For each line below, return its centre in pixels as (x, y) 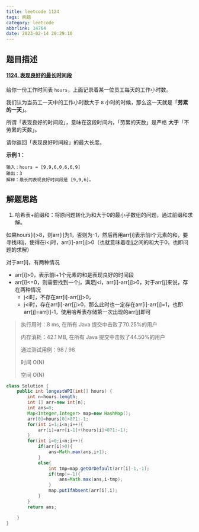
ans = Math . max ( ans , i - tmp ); (91, 480)
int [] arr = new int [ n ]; (57, 403)
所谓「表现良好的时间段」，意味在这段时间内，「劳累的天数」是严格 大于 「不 (98, 122)
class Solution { (28, 386)
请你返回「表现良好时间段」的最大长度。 (55, 142)
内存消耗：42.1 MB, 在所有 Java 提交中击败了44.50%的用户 (93, 337)
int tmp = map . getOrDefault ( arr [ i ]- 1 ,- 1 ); (99, 469)
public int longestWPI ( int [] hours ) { (65, 392)
